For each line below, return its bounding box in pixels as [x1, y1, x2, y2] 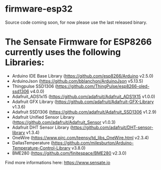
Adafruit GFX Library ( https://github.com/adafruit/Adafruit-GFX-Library [12, 98, 154, 105]
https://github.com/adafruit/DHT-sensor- [71, 124, 154, 130]
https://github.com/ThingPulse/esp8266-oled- [56, 83, 149, 89]
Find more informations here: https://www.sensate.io [5, 159, 111, 165]
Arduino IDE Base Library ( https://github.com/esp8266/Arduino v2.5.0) [12, 73, 154, 78]
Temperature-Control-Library [12, 145, 71, 151]
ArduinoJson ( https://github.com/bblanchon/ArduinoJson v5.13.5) [12, 78, 144, 84]
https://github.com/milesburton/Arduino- [52, 139, 134, 146]
